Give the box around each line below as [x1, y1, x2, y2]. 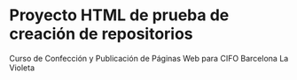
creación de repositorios [9, 24, 193, 44]
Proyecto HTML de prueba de [9, 5, 230, 25]
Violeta [9, 62, 35, 73]
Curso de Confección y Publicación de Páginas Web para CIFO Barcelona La [9, 53, 289, 63]
